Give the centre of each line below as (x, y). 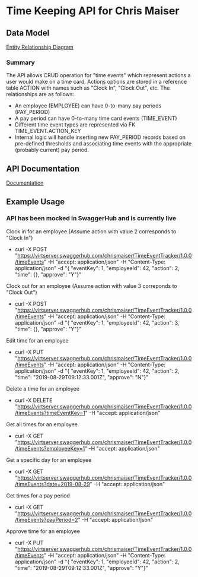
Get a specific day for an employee (49, 460)
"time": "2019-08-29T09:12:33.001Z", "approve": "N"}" (82, 377)
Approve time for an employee (43, 531)
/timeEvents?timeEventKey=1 (50, 413)
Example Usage (36, 202)
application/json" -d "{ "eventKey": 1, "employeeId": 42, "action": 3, (97, 322)
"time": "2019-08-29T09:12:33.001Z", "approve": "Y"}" (81, 568)
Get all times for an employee (42, 424)
